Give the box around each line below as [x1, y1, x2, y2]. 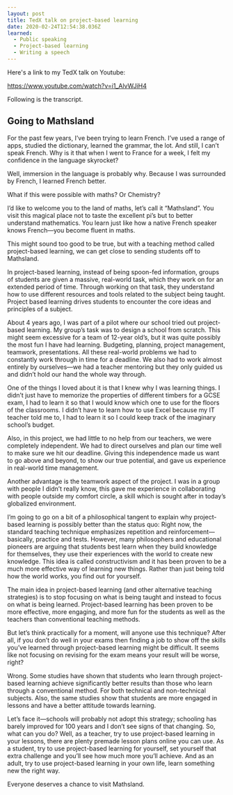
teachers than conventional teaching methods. [7, 615, 140, 623]
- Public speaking [13, 36, 67, 43]
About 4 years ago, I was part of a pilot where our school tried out [7, 318, 197, 326]
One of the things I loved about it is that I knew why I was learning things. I [7, 384, 220, 392]
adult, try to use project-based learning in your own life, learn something [7, 759, 215, 767]
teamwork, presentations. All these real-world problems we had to [7, 347, 197, 356]
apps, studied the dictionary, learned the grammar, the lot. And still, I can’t [7, 141, 219, 150]
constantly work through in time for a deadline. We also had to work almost [7, 355, 223, 363]
